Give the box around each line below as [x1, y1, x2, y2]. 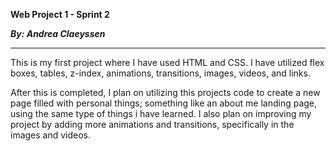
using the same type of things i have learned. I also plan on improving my [10, 108, 312, 119]
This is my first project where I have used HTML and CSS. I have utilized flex [10, 57, 325, 68]
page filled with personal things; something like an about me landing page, [10, 97, 318, 109]
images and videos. [10, 129, 92, 141]
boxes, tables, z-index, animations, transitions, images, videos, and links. [10, 67, 311, 79]
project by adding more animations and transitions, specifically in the [10, 119, 295, 130]
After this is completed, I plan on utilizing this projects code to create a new [10, 87, 321, 98]
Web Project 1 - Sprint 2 [10, 9, 110, 20]
